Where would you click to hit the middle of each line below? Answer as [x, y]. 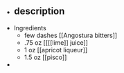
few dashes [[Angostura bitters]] [71, 35]
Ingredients [30, 28]
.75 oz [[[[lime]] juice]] [56, 42]
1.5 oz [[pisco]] [45, 57]
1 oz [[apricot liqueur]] [56, 50]
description [39, 11]
